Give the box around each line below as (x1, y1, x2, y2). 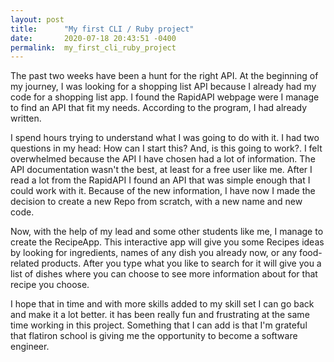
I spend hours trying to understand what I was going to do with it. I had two (10, 132, 320, 144)
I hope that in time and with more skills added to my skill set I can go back (10, 298, 315, 310)
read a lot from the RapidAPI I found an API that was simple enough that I (10, 174, 311, 186)
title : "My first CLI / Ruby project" (10, 24, 195, 34)
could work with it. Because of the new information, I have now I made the (10, 185, 316, 197)
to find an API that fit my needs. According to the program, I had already (10, 102, 308, 114)
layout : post (10, 14, 65, 25)
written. (10, 112, 42, 125)
